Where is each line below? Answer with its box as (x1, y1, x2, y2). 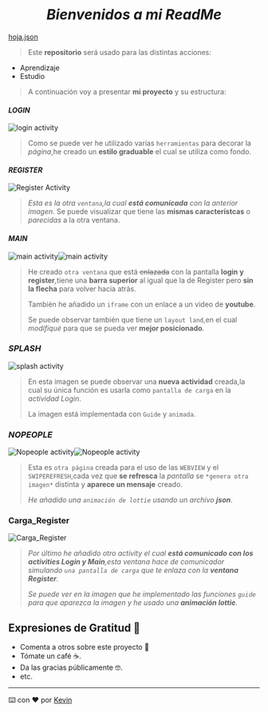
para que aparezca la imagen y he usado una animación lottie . (27, 598, 238, 607)
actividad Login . (27, 394, 81, 403)
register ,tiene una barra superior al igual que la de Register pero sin (27, 275, 254, 285)
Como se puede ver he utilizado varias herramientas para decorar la (27, 138, 251, 148)
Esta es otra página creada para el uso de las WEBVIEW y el (27, 463, 219, 473)
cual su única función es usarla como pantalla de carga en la (27, 385, 231, 394)
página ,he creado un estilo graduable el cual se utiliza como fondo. (27, 147, 252, 156)
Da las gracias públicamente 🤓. (19, 663, 124, 672)
